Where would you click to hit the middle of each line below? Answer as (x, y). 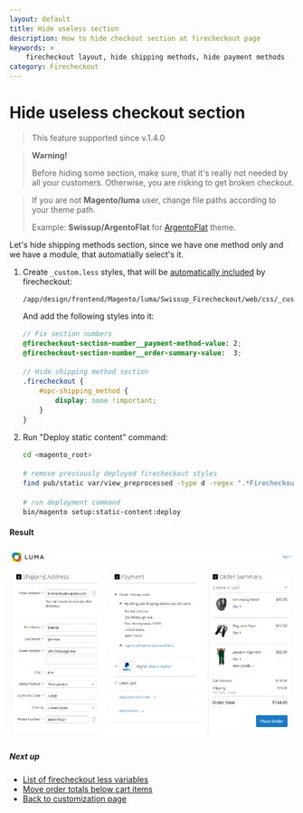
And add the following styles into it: (88, 316)
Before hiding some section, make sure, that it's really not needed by (160, 173)
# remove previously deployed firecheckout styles (120, 474)
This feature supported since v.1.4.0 (98, 138)
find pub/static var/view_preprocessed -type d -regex (128, 483)
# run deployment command (71, 502)
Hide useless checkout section (128, 113)
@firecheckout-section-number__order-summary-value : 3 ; (132, 353)
